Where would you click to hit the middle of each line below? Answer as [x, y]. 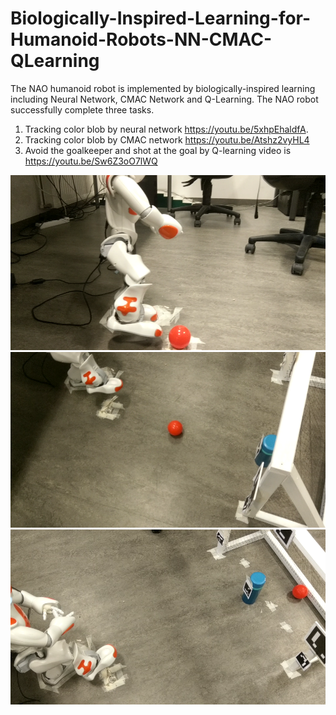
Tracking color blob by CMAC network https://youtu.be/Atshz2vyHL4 [167, 139]
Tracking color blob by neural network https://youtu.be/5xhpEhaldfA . [166, 129]
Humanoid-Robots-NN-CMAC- [141, 39]
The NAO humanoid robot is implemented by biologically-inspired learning [163, 88]
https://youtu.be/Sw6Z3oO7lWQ [91, 161]
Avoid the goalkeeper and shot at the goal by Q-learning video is [158, 150]
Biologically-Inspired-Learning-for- [161, 18]
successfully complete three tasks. [82, 109]
